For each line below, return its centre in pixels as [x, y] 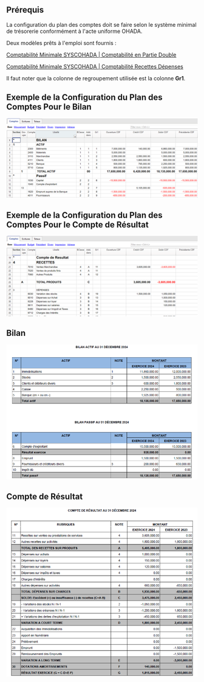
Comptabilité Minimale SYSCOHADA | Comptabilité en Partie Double [91, 55]
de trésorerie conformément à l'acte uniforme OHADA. [74, 31]
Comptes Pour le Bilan [49, 107]
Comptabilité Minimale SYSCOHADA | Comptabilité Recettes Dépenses [95, 66]
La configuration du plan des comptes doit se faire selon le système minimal [101, 24]
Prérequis [25, 10]
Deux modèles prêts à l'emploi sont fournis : [61, 43]
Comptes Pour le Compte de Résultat [77, 224]
